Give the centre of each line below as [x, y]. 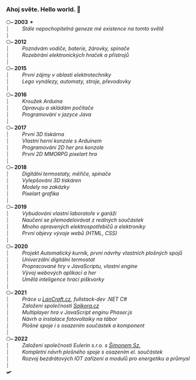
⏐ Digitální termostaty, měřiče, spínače [59, 174]
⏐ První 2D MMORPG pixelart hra [52, 154]
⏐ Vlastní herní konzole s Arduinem [54, 141]
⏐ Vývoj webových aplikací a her [51, 273]
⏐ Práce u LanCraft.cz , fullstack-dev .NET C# [67, 299]
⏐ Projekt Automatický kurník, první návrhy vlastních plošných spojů [94, 253]
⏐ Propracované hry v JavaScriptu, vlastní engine [72, 266]
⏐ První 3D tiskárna [35, 134]
